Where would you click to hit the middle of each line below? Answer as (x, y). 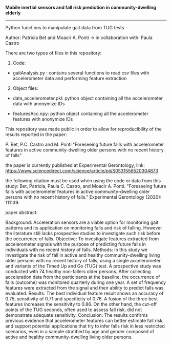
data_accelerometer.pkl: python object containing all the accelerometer (88, 98)
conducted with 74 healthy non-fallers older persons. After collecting (78, 271)
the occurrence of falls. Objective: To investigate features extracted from (82, 239)
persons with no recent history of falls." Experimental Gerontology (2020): (83, 197)
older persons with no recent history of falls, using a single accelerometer (83, 261)
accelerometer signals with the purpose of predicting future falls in (76, 244)
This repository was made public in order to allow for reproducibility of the (84, 129)
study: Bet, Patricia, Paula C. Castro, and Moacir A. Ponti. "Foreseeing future (86, 186)
